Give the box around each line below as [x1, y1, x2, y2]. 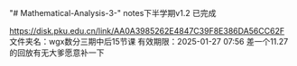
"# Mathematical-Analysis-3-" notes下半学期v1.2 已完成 [9, 8, 217, 18]
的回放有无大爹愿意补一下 [9, 47, 105, 58]
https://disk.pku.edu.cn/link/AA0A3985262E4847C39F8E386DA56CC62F [9, 26, 285, 36]
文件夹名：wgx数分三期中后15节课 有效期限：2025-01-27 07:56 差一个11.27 [9, 37, 289, 46]
